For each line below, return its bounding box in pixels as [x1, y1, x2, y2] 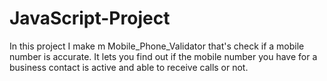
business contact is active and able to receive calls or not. [9, 61, 249, 73]
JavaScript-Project [9, 7, 171, 30]
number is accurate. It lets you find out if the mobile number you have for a [9, 50, 318, 62]
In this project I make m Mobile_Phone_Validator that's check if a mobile [9, 40, 305, 52]
